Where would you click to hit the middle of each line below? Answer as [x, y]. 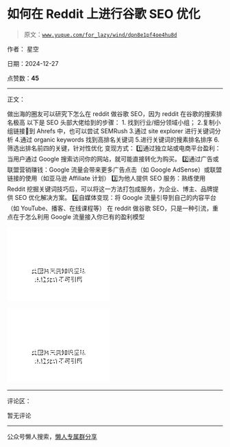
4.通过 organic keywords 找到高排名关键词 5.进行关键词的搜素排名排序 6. [117, 139]
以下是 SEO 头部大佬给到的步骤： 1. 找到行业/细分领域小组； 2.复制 [121, 122]
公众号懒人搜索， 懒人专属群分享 [52, 436]
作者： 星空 [23, 49]
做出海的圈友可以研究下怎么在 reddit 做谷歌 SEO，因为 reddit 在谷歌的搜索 [112, 113]
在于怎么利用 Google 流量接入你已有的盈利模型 [79, 216]
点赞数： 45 [23, 78]
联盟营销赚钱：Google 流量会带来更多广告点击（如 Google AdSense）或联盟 [115, 170]
